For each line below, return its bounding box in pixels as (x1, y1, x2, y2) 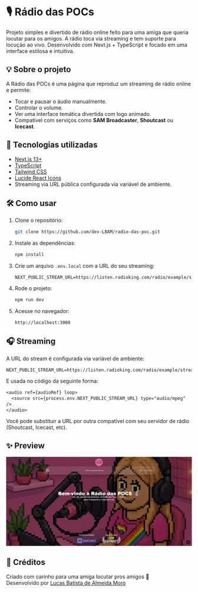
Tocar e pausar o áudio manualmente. (14, 98, 107, 105)
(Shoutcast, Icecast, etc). (6, 424, 67, 431)
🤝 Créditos (6, 557, 45, 567)
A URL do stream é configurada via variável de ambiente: (6, 355, 144, 362)
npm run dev (14, 297, 44, 303)
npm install (14, 252, 44, 258)
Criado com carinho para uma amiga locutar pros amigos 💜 (6, 573, 150, 580)
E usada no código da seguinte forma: (6, 377, 98, 384)
